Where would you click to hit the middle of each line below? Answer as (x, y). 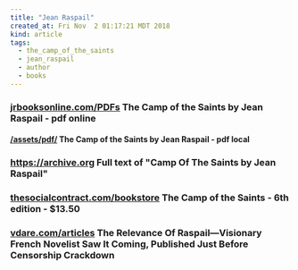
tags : (20, 42)
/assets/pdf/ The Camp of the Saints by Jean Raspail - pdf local (130, 139)
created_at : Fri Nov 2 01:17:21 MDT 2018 (90, 26)
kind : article (37, 34)
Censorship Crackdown (62, 256)
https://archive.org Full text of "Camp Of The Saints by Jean (143, 163)
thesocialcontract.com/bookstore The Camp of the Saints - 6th (149, 198)
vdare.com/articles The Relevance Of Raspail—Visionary (136, 233)
